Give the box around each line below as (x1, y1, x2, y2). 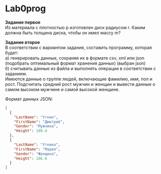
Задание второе (5, 39, 40, 45)
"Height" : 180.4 (14, 129, 48, 134)
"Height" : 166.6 (14, 156, 48, 161)
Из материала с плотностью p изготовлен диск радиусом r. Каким (5, 24, 145, 30)
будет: (5, 50, 19, 56)
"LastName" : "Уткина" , (14, 142, 61, 147)
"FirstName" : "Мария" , (14, 146, 61, 152)
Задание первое (5, 19, 41, 25)
